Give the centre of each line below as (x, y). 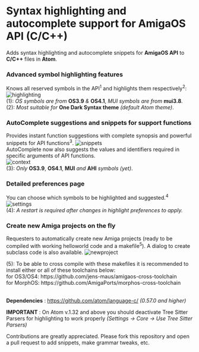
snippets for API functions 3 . (40, 142)
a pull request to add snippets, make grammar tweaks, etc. (78, 342)
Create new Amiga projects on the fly (61, 225)
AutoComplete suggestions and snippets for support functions (99, 122)
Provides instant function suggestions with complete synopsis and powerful (99, 136)
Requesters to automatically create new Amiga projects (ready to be (89, 238)
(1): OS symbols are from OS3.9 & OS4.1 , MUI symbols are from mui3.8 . (94, 101)
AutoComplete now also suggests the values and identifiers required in (93, 149)
